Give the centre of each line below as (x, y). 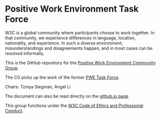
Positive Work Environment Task (72, 9)
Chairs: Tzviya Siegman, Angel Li (38, 86)
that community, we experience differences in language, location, (70, 38)
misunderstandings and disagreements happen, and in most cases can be (79, 48)
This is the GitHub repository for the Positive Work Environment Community (80, 63)
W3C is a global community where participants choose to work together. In (80, 33)
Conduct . (14, 111)
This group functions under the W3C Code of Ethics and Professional (74, 105)
